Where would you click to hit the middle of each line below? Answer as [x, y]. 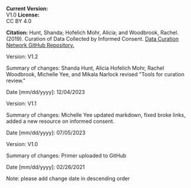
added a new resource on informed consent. [60, 121]
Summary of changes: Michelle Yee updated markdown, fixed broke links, [96, 115]
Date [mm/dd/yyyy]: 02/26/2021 [46, 167]
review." [16, 80]
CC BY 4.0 [19, 21]
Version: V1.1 [21, 103]
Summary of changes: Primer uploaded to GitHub [66, 155]
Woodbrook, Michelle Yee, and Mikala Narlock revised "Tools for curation [95, 74]
